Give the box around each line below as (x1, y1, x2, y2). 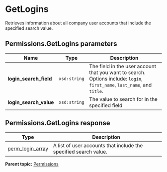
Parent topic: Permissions (5, 161, 59, 167)
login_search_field (7, 75, 52, 82)
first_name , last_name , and (89, 81, 152, 88)
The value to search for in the (89, 95, 158, 102)
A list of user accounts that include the (53, 142, 143, 149)
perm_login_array (7, 145, 49, 152)
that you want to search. (89, 69, 146, 76)
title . (89, 87, 103, 94)
